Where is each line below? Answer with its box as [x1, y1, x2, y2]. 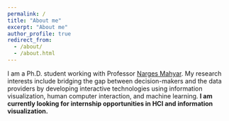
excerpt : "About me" [7, 23, 69, 30]
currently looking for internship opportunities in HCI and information [7, 99, 213, 108]
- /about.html [13, 50, 55, 57]
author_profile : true [7, 30, 72, 38]
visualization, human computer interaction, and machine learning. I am [7, 91, 213, 100]
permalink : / [7, 10, 46, 18]
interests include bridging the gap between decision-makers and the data [7, 76, 222, 85]
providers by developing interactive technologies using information [7, 84, 203, 93]
